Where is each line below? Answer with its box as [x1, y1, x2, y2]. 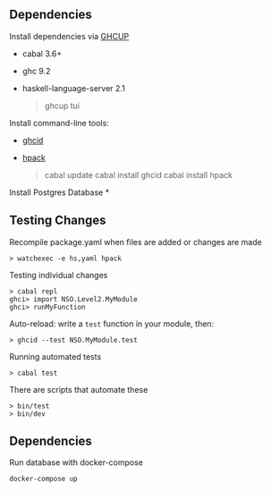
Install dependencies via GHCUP [9, 30, 130, 41]
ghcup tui [44, 100, 80, 111]
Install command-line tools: [9, 117, 109, 128]
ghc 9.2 [21, 65, 51, 76]
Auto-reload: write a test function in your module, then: [9, 318, 215, 329]
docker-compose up [9, 474, 78, 484]
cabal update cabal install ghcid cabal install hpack [44, 169, 233, 180]
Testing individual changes [9, 269, 108, 280]
